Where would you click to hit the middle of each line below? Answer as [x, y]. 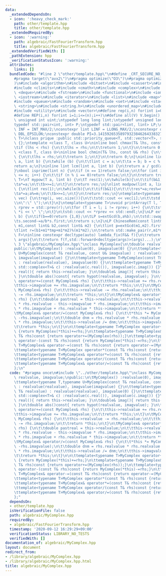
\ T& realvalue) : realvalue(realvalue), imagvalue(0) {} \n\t [79, 391]
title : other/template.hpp [42, 28]
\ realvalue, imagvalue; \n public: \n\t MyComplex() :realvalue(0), [83, 377]
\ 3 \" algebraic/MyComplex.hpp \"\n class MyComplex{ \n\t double [79, 244]
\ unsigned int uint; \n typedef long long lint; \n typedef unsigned [84, 120]
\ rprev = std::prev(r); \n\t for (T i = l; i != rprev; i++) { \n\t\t [86, 207]
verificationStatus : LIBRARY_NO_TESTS [50, 534]
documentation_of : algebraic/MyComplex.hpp [51, 543]
